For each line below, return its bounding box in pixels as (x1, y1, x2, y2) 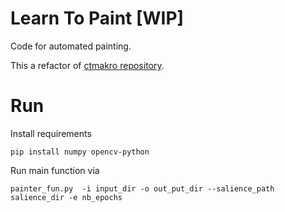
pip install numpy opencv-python (10, 147, 150, 157)
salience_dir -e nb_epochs (10, 192, 123, 202)
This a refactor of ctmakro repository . (10, 59, 165, 71)
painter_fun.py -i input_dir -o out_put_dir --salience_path (10, 183, 275, 194)
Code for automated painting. (10, 40, 132, 52)
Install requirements (10, 127, 92, 139)
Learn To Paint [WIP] (10, 7, 185, 30)
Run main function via (10, 164, 100, 176)
